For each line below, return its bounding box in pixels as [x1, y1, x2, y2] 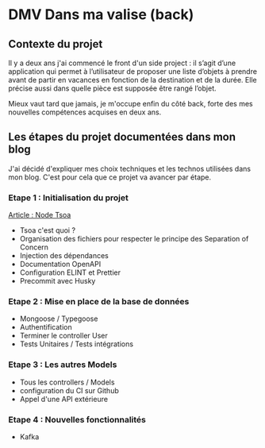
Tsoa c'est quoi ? [19, 226, 76, 235]
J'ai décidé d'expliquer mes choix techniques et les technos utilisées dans [8, 164, 252, 173]
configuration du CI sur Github [19, 385, 119, 395]
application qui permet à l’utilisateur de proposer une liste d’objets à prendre [8, 67, 258, 76]
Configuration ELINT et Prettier [19, 268, 121, 277]
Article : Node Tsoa [8, 210, 71, 220]
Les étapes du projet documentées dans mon [8, 130, 236, 144]
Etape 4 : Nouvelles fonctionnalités [8, 414, 147, 425]
